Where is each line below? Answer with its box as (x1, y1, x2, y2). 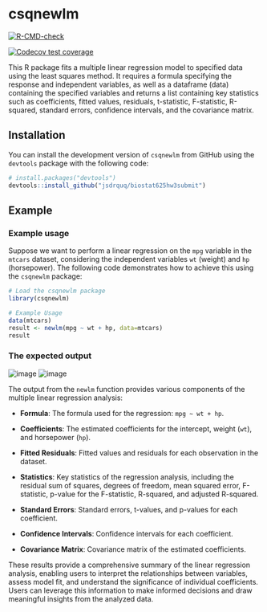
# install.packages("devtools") (8, 173, 116, 182)
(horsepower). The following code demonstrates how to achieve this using (8, 263, 254, 273)
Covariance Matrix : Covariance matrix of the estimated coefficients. (19, 544, 246, 554)
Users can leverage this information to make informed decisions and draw (8, 585, 253, 595)
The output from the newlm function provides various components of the (8, 384, 245, 394)
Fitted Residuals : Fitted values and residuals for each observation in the (19, 447, 259, 458)
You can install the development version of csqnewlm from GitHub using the (8, 149, 255, 159)
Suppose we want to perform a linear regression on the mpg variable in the (8, 246, 253, 255)
